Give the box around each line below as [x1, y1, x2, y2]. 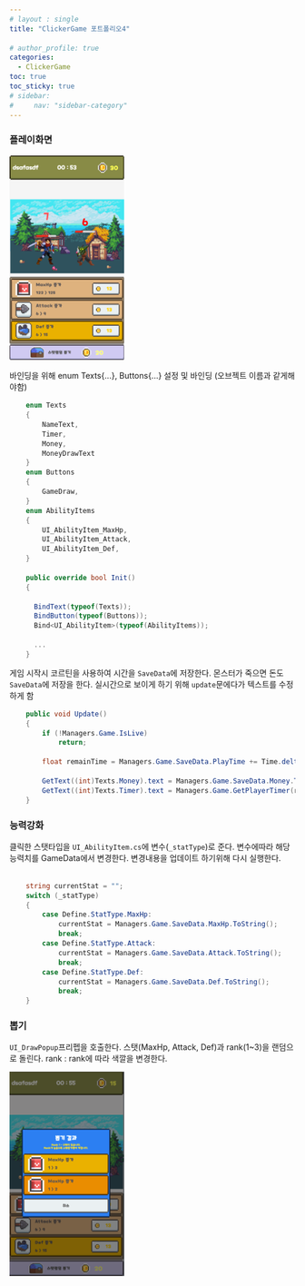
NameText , [42, 420, 79, 429]
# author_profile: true [9, 44, 100, 53]
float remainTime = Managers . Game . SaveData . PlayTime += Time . [42, 757, 282, 767]
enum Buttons [25, 468, 75, 477]
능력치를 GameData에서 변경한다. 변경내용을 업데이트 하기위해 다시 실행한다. [9, 852, 281, 863]
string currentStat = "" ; [25, 881, 124, 890]
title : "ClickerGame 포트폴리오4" [9, 24, 131, 34]
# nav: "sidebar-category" [9, 101, 128, 110]
